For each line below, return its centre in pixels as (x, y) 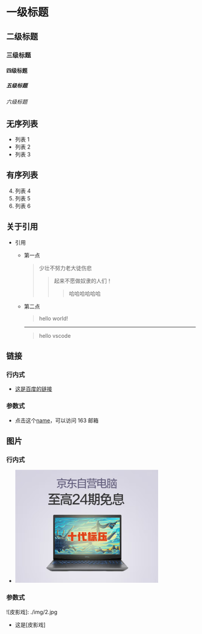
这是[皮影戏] (30, 624)
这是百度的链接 (33, 389)
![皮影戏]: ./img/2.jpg (32, 612)
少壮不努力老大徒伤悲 (65, 268)
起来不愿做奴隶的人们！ (83, 281)
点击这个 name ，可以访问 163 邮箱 (57, 420)
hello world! (54, 318)
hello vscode (55, 335)
